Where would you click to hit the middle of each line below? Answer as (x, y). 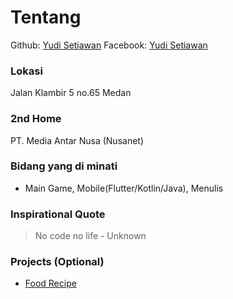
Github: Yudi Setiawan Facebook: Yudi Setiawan (109, 45)
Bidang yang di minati (64, 166)
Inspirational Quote (58, 214)
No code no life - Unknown (90, 236)
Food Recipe (50, 283)
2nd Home (36, 119)
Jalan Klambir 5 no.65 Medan (71, 93)
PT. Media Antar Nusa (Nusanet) (77, 140)
